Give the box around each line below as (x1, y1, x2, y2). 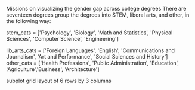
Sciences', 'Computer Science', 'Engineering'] (6, 36, 119, 42)
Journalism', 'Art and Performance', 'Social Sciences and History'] (6, 53, 168, 60)
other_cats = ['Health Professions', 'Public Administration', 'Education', (6, 59, 179, 66)
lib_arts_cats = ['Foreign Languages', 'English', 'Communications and (6, 47, 175, 54)
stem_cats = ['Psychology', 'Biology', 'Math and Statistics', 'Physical (6, 29, 173, 36)
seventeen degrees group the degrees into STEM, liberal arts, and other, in (6, 11, 190, 18)
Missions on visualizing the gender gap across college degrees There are (6, 5, 187, 12)
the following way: (6, 18, 51, 24)
